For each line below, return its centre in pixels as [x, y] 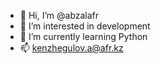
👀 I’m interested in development [85, 26]
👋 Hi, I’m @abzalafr [59, 15]
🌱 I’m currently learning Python [83, 36]
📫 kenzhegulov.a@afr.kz [71, 48]
